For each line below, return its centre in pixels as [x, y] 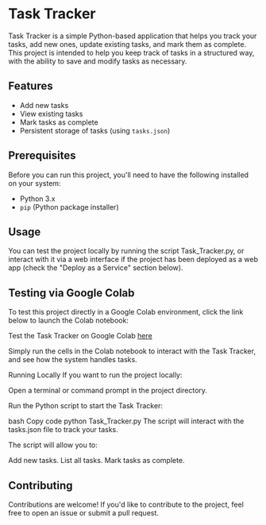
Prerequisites [42, 156]
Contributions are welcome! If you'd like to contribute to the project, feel [126, 504]
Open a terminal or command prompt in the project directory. [108, 391]
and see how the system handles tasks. [73, 360]
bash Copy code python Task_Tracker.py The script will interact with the [126, 421]
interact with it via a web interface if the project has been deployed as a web [133, 260]
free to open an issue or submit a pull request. [83, 513]
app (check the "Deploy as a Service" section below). [96, 268]
